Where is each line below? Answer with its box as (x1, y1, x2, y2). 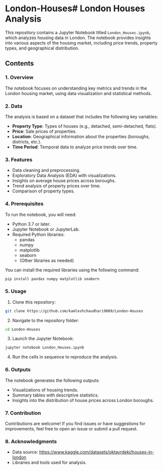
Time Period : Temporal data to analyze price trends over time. (12, 144, 138, 150)
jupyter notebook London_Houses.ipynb (5, 345, 84, 350)
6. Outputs (5, 366, 31, 373)
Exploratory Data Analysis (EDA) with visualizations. (12, 172, 116, 179)
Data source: (12, 449, 38, 455)
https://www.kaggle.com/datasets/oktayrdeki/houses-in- (39, 449, 154, 455)
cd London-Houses (5, 327, 41, 332)
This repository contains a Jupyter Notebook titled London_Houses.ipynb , (5, 29, 151, 35)
